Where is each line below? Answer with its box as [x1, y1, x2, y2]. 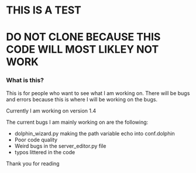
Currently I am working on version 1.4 [6, 107, 97, 114]
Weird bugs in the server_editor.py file [14, 142, 106, 150]
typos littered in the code [14, 148, 75, 155]
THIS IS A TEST [6, 4, 82, 17]
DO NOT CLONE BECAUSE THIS [6, 30, 161, 44]
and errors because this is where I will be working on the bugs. [6, 96, 158, 103]
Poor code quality [14, 136, 57, 143]
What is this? [6, 76, 44, 84]
